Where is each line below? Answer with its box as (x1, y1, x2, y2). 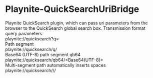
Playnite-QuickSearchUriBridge (5, 3, 139, 15)
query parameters (5, 30, 42, 36)
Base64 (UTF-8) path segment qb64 (5, 51, 81, 58)
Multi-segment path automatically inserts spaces (5, 62, 106, 68)
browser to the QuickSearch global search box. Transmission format (5, 25, 146, 31)
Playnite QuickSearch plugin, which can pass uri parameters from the (5, 20, 148, 26)
